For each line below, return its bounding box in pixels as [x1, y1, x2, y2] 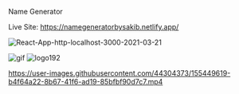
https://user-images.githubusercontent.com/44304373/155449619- [8, 69, 231, 78]
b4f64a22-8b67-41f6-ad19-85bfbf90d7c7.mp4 [8, 77, 163, 86]
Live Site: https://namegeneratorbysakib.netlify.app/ [8, 22, 179, 31]
